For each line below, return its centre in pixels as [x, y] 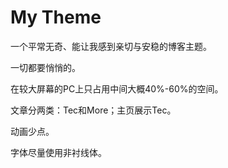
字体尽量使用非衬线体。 [58, 152]
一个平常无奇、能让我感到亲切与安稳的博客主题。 [111, 46]
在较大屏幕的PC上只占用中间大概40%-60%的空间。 [117, 88]
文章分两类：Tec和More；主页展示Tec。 [93, 110]
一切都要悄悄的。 [45, 67]
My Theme [56, 17]
